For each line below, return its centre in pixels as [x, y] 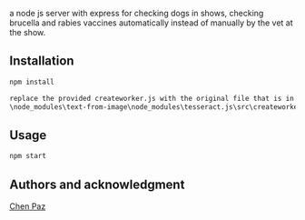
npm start [28, 156]
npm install [32, 82]
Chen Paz [28, 206]
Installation [42, 61]
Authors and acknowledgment [97, 184]
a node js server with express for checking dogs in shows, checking [137, 13]
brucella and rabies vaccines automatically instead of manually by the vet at [151, 23]
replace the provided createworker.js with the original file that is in [152, 98]
